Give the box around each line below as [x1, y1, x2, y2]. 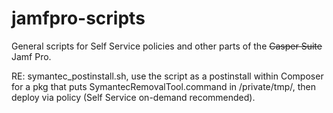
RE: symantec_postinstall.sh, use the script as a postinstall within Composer [11, 70, 324, 82]
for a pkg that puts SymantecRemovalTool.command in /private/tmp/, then [11, 80, 316, 92]
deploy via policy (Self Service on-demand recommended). [11, 91, 256, 103]
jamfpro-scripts [11, 7, 146, 30]
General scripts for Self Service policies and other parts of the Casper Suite [11, 40, 323, 52]
